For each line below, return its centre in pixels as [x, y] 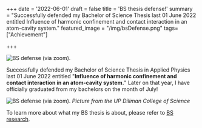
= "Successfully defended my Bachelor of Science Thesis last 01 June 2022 [101, 15]
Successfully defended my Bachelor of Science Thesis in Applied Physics [98, 70]
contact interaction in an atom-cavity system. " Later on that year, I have [98, 83]
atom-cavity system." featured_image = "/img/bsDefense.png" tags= [93, 28]
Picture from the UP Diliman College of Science [131, 101]
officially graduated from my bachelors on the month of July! [82, 89]
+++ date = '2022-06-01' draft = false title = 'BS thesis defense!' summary [99, 9]
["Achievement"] [27, 35]
